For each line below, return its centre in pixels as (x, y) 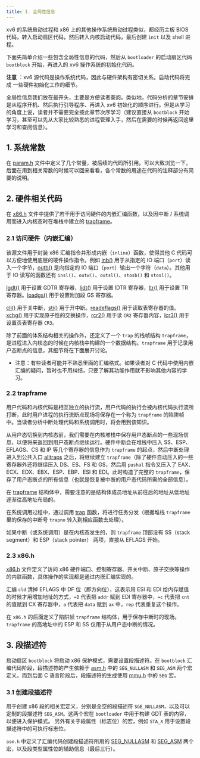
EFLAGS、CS (22, 449)
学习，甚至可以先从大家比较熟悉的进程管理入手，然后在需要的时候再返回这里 (100, 119)
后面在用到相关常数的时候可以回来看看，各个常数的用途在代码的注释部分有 (97, 170)
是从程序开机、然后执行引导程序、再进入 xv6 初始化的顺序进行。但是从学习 (98, 104)
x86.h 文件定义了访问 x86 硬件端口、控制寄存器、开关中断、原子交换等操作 (98, 569)
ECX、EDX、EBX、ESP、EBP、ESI (49, 472)
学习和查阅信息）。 (28, 127)
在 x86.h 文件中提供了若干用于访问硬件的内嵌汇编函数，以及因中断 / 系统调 (98, 214)
